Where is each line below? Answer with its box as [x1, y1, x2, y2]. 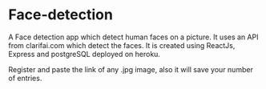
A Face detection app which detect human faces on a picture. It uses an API [8, 32, 259, 42]
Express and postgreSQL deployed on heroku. [8, 49, 160, 59]
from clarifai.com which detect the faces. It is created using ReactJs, [8, 40, 236, 50]
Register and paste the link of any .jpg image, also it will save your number [8, 64, 254, 74]
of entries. [8, 73, 42, 83]
